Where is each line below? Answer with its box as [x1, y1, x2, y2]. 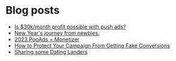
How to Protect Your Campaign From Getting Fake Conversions [14, 42, 170, 49]
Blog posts [5, 4, 60, 17]
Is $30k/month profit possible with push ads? [14, 23, 126, 30]
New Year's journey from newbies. [14, 29, 100, 36]
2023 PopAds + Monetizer [14, 36, 80, 43]
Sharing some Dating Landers [14, 48, 88, 55]
